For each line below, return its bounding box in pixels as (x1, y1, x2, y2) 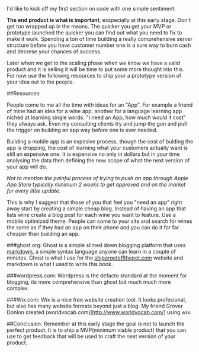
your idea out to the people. (7, 78, 75, 85)
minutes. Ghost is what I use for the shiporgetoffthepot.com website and (7, 254, 183, 261)
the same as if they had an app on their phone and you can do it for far (7, 224, 179, 231)
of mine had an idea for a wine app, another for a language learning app (7, 108, 182, 114)
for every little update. (7, 187, 61, 194)
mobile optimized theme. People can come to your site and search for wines (7, 217, 192, 225)
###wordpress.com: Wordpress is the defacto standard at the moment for (7, 272, 187, 279)
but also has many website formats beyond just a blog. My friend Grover (7, 302, 183, 309)
